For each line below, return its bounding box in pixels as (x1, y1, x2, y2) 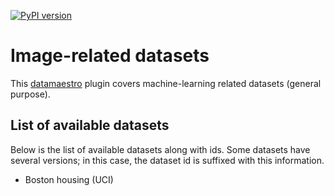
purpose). (10, 88, 51, 100)
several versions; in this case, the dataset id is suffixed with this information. (10, 154, 325, 166)
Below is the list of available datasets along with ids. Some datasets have (10, 143, 311, 155)
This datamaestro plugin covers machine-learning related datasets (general (10, 77, 322, 89)
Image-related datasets (10, 45, 210, 67)
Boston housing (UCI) (24, 173, 114, 185)
